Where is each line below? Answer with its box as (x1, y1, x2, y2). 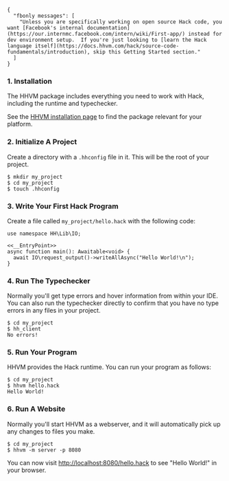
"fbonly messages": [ (13, 12, 75, 19)
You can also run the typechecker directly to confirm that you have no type (7, 299, 219, 307)
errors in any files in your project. (7, 306, 101, 315)
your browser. (7, 466, 47, 474)
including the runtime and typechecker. (7, 100, 118, 108)
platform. (7, 120, 33, 128)
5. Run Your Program (7, 348, 77, 357)
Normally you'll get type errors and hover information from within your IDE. (7, 292, 218, 300)
